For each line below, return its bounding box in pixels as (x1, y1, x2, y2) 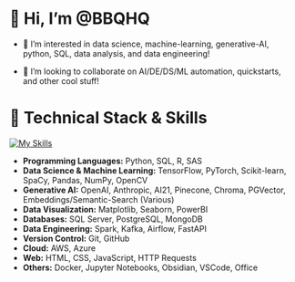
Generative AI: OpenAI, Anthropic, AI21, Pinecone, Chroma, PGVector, (22, 184, 286, 195)
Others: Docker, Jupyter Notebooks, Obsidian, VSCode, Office (22, 262, 258, 273)
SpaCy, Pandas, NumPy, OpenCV (22, 174, 148, 185)
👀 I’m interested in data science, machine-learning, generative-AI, (22, 38, 270, 49)
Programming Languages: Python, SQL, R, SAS (22, 155, 203, 166)
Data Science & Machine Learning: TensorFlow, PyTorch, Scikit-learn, (22, 164, 287, 176)
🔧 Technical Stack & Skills (9, 108, 208, 129)
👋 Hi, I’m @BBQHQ (9, 8, 150, 29)
